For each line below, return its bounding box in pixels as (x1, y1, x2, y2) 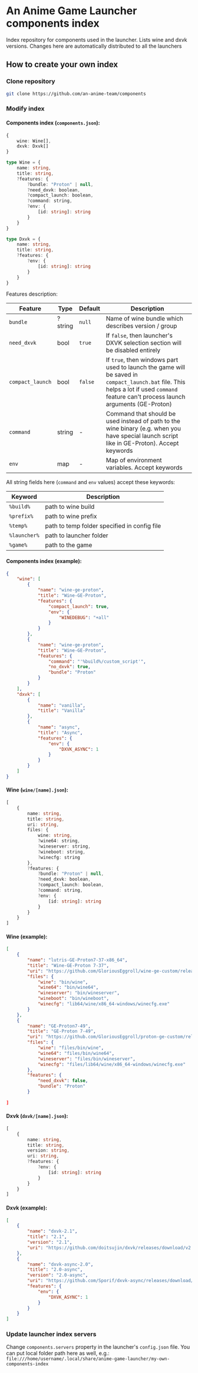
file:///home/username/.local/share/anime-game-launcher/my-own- (6, 1356, 170, 1362)
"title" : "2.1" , (27, 1234, 67, 1240)
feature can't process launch (105, 393, 186, 401)
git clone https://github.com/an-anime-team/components (6, 90, 146, 97)
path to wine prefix (45, 512, 97, 521)
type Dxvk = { (6, 236, 41, 242)
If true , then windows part (105, 356, 179, 364)
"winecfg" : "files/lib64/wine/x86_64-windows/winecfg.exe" (37, 1061, 186, 1067)
